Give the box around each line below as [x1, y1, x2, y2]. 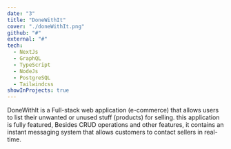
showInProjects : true [7, 87, 70, 94]
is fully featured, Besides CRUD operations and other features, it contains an [7, 121, 224, 129]
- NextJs [13, 49, 39, 56]
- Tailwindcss [13, 81, 54, 88]
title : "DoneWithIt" [7, 17, 67, 23]
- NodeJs [13, 68, 39, 74]
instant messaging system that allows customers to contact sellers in [7, 128, 203, 137]
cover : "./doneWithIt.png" [7, 23, 85, 30]
